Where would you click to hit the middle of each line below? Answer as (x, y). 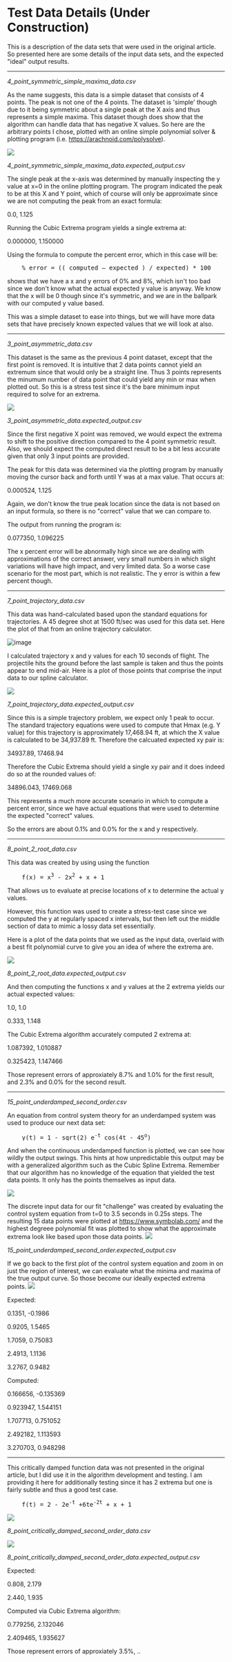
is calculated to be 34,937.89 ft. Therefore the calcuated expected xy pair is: (116, 740)
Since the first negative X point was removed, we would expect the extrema (115, 434)
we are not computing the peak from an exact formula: (85, 201)
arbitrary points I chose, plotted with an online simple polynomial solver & (112, 131)
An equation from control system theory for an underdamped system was (112, 1115)
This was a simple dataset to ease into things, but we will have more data (111, 316)
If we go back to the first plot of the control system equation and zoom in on (115, 1263)
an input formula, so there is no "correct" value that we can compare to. (109, 511)
